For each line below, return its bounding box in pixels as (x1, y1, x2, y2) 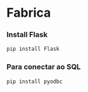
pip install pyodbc (6, 78, 63, 85)
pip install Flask (6, 45, 60, 53)
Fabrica (6, 5, 51, 21)
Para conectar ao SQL (6, 62, 81, 72)
